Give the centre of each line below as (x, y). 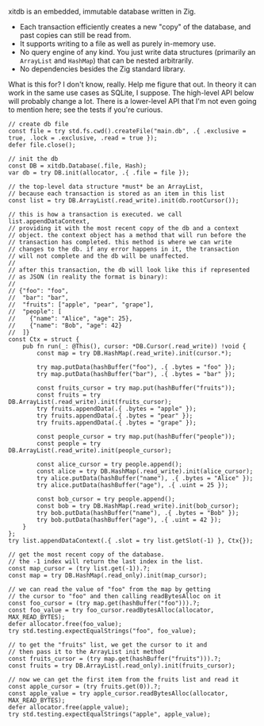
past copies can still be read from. (75, 35)
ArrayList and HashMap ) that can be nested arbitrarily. (107, 60)
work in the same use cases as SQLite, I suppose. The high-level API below (131, 93)
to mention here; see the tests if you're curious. (86, 109)
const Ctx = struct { (44, 340)
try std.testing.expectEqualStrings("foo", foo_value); (102, 631)
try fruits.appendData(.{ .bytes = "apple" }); (117, 409)
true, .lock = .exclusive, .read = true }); (83, 138)
